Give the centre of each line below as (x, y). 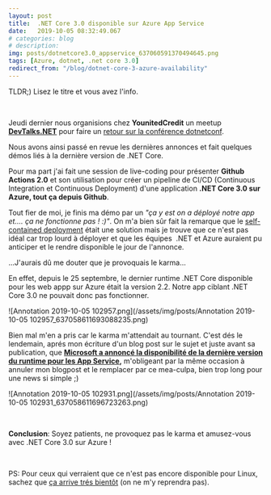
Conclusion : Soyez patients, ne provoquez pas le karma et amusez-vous (130, 434)
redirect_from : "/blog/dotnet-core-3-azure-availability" (108, 69)
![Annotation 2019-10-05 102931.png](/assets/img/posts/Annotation (121, 393)
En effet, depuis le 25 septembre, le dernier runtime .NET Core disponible (131, 278)
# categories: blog (41, 38)
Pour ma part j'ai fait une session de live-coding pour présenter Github (127, 171)
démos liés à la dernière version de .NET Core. (86, 155)
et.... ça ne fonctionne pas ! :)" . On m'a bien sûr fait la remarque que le (126, 221)
